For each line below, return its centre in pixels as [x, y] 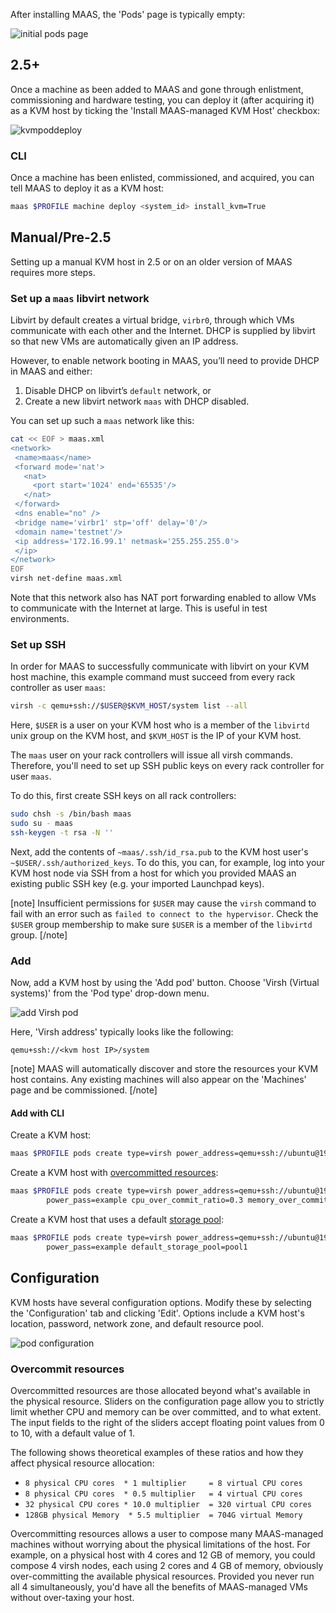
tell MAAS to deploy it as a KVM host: [87, 188]
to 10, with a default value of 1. [72, 1433]
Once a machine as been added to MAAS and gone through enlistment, [157, 89]
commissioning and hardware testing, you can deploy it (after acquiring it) [162, 100]
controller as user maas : [58, 688]
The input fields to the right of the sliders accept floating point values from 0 [167, 1422]
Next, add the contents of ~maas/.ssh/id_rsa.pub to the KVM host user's [159, 851]
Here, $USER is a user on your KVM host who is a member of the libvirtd [160, 725]
